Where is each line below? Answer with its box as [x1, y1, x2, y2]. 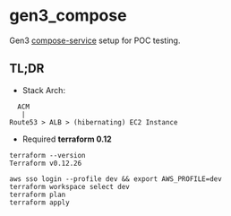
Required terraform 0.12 [21, 134, 112, 144]
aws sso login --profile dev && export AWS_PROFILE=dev [9, 174, 222, 184]
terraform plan [9, 190, 66, 199]
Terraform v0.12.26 [9, 159, 82, 168]
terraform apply [9, 198, 70, 207]
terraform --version [9, 151, 87, 160]
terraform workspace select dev [9, 182, 130, 191]
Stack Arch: [21, 84, 65, 95]
